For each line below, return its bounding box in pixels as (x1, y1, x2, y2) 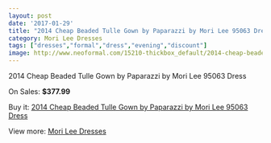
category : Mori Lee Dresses (8, 34, 103, 43)
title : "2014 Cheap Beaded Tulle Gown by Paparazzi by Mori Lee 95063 (8, 27, 251, 35)
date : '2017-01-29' (8, 19, 74, 27)
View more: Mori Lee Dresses (8, 126, 106, 136)
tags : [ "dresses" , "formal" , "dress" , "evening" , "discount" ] (8, 42, 207, 50)
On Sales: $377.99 (8, 87, 71, 96)
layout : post (8, 11, 52, 20)
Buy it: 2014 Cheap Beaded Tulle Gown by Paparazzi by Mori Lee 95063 (8, 102, 248, 112)
